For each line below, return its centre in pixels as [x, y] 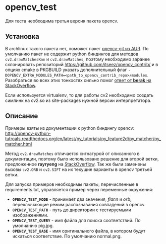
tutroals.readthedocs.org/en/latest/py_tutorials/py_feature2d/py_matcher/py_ [83, 139]
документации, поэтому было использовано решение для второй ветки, [82, 159]
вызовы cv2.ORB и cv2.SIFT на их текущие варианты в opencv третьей [79, 169]
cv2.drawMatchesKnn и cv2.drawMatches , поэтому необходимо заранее [78, 59]
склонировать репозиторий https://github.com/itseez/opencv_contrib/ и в [82, 64]
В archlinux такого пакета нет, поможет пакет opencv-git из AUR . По [77, 48]
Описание [22, 116]
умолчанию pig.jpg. [33, 226]
